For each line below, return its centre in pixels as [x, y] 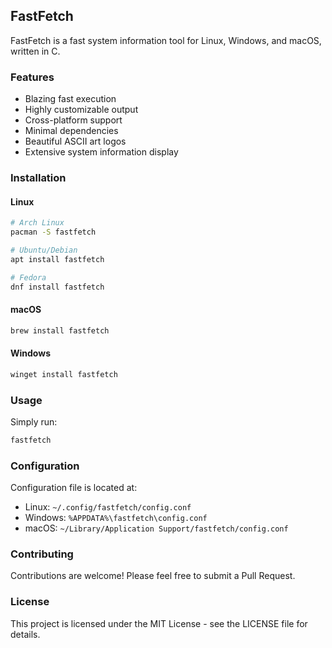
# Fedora [28, 277]
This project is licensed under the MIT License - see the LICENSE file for [159, 623]
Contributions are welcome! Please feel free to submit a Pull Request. [153, 576]
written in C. [35, 51]
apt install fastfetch [57, 259]
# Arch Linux [37, 223]
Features [32, 77]
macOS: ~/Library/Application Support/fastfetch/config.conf [156, 528]
